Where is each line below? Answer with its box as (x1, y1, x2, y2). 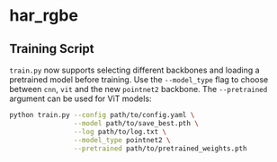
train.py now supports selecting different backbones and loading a (9, 64, 260, 75)
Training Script (9, 41, 94, 56)
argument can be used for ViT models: (9, 93, 152, 104)
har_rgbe (9, 5, 79, 26)
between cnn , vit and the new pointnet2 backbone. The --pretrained (9, 84, 268, 94)
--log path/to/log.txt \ (73, 127, 167, 136)
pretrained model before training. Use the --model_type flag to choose (9, 74, 269, 85)
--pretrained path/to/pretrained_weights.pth (73, 144, 247, 153)
